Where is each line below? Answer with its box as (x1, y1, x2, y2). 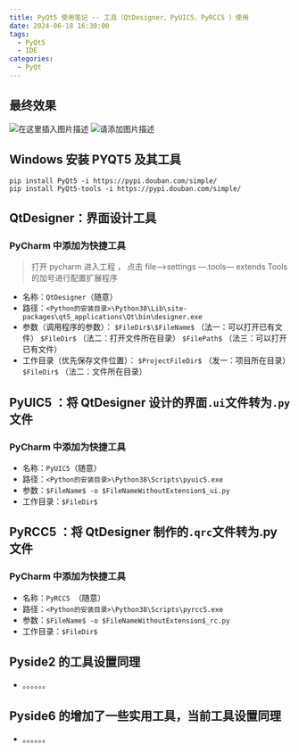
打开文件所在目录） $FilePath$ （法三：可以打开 (110, 333, 287, 343)
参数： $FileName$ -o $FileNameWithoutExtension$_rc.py (21, 615, 230, 625)
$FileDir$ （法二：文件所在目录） (21, 367, 147, 377)
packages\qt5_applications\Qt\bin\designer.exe (21, 313, 203, 322)
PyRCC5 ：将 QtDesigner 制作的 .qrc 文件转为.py (9, 525, 278, 540)
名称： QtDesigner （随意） (21, 292, 118, 302)
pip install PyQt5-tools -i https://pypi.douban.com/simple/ (9, 184, 242, 193)
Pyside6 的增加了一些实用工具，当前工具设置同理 (9, 708, 282, 723)
